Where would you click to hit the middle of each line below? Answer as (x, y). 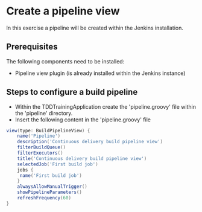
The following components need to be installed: (65, 61)
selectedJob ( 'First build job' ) (58, 164)
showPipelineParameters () (50, 192)
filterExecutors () (40, 153)
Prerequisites (32, 47)
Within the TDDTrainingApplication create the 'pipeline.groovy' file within (105, 106)
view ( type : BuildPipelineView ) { (48, 130)
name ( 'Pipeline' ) (39, 136)
